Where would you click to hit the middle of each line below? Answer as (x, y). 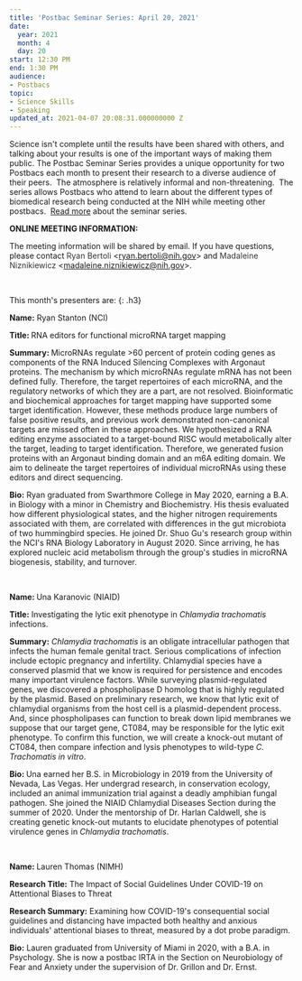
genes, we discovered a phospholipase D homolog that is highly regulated (147, 689)
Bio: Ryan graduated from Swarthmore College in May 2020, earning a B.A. (149, 495)
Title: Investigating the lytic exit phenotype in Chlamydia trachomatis (138, 615)
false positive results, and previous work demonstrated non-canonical (139, 420)
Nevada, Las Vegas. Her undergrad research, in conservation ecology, (140, 784)
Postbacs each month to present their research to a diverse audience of (143, 173)
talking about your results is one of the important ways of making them (141, 153)
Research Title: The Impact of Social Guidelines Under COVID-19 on (136, 884)
